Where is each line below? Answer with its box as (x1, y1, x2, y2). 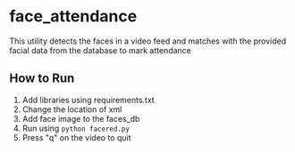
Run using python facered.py (21, 123, 130, 133)
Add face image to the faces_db (21, 113, 140, 124)
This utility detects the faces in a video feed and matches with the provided (9, 36, 287, 46)
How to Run (9, 71, 75, 86)
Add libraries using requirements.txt (21, 94, 155, 105)
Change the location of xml (21, 104, 122, 115)
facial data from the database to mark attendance (9, 44, 192, 55)
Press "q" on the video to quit (21, 132, 131, 143)
